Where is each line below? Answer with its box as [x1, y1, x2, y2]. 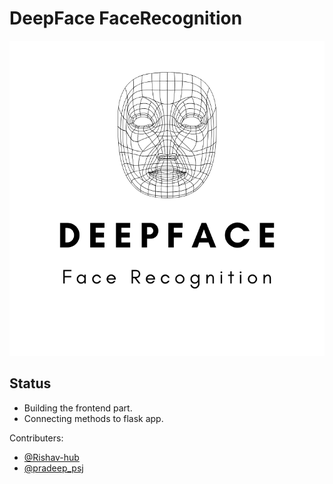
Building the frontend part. [23, 402, 133, 414]
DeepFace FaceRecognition [9, 7, 243, 30]
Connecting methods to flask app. [23, 412, 164, 424]
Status [9, 375, 52, 392]
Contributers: [9, 432, 64, 444]
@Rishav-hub [23, 451, 80, 463]
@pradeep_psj [23, 462, 84, 474]
